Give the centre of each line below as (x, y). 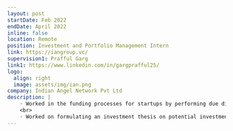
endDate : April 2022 (37, 26)
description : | (29, 98)
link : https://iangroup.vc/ (48, 53)
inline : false (28, 33)
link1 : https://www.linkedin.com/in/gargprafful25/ (83, 65)
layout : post (26, 14)
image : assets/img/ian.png (52, 85)
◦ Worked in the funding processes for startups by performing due (119, 104)
